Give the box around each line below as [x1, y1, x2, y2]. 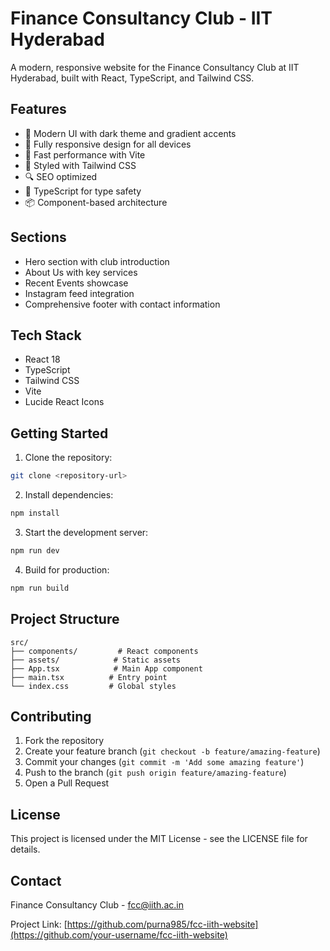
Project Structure [10, 611, 120, 628]
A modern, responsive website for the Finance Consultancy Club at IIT [10, 61, 300, 73]
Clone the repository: [24, 452, 113, 464]
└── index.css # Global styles [10, 681, 177, 691]
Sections [10, 229, 67, 246]
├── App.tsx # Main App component [10, 663, 203, 674]
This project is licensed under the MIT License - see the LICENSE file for [10, 833, 308, 845]
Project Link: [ [10, 918, 68, 930]
